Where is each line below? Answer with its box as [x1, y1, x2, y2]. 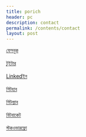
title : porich [6, 8, 41, 15]
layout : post [6, 31, 38, 37]
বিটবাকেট [6, 112, 21, 119]
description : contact [6, 19, 59, 25]
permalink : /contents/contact [6, 25, 81, 31]
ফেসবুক [6, 47, 19, 54]
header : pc [6, 14, 33, 20]
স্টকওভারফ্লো [6, 125, 28, 132]
